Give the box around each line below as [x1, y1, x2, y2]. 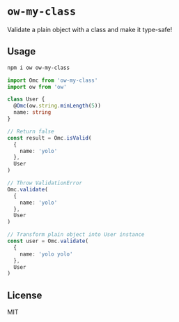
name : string [13, 109, 52, 116]
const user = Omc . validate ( [7, 237, 89, 244]
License [7, 289, 42, 301]
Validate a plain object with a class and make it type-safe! [7, 25, 173, 34]
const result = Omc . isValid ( [7, 134, 92, 141]
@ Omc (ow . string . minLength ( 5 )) [13, 103, 101, 110]
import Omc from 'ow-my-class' [7, 77, 98, 84]
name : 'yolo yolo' [20, 250, 73, 258]
